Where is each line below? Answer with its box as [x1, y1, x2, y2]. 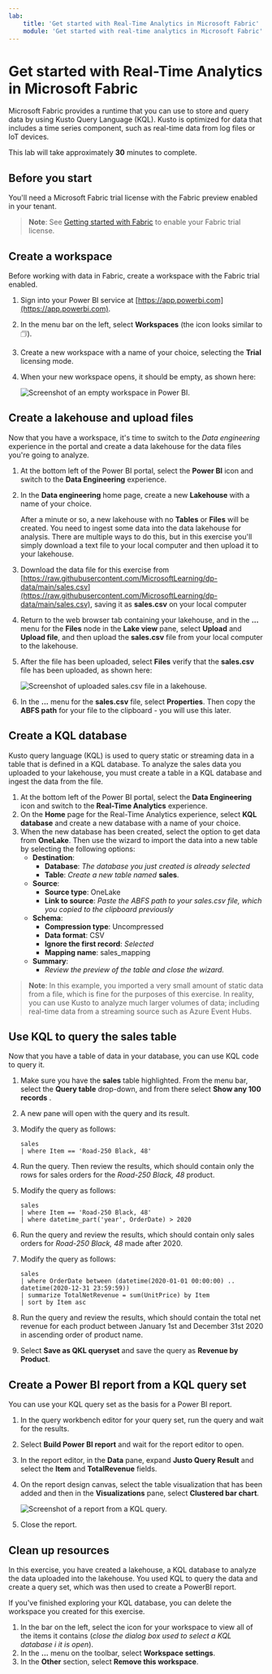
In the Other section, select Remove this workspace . [19, 1657, 199, 1666]
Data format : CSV [44, 930, 105, 940]
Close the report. [19, 1520, 77, 1529]
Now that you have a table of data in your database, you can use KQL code [8, 1051, 259, 1061]
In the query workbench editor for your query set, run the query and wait [19, 1415, 264, 1425]
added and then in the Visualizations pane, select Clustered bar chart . [19, 1488, 260, 1499]
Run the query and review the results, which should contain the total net [19, 1313, 261, 1322]
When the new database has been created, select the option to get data [19, 826, 261, 837]
